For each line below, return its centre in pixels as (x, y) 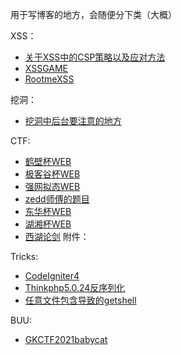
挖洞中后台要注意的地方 (73, 121)
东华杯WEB (48, 211)
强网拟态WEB (52, 186)
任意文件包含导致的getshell (80, 300)
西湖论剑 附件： (57, 236)
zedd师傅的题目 (57, 199)
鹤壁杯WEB (48, 161)
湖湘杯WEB (48, 224)
